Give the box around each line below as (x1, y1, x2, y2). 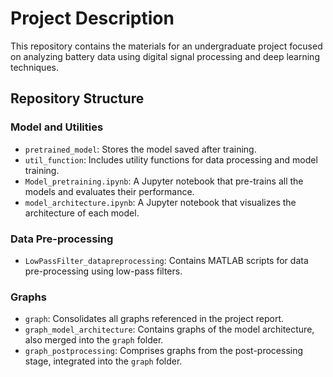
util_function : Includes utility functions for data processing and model (24, 153, 318, 166)
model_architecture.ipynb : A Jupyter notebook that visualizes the (24, 196, 297, 208)
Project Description (10, 7, 175, 30)
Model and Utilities (10, 120, 104, 134)
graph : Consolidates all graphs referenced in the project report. (24, 313, 285, 325)
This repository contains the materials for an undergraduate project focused (10, 40, 323, 52)
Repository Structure (10, 90, 145, 107)
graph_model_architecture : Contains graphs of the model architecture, (24, 323, 315, 336)
